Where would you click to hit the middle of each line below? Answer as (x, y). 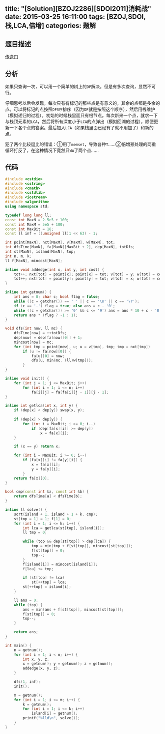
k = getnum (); (37, 705)
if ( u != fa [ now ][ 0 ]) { (47, 351)
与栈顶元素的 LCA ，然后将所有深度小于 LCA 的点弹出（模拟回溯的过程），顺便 (79, 121)
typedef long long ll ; (28, 215)
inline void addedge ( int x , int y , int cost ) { (55, 269)
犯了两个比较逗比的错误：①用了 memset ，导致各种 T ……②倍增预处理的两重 (81, 145)
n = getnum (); (28, 650)
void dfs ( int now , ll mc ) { (34, 328)
